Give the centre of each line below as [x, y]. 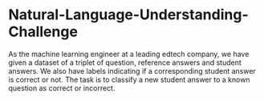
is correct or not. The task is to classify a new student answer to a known [129, 79]
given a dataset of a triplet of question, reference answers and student [125, 63]
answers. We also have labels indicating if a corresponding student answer [132, 71]
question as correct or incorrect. [62, 88]
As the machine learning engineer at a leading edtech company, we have [129, 54]
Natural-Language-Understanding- [128, 15]
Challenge [43, 32]
